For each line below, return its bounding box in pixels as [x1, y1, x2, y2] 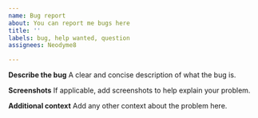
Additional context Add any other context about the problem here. [8, 101, 228, 111]
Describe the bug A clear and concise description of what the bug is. [8, 70, 236, 80]
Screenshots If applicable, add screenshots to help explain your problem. [8, 85, 251, 96]
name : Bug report [8, 11, 66, 20]
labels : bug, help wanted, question [8, 33, 130, 42]
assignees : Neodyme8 [8, 41, 77, 49]
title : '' [8, 26, 42, 34]
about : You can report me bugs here [8, 19, 130, 27]
